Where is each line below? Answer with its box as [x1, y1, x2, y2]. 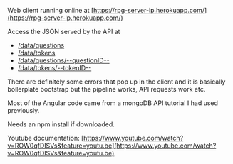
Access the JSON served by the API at [7, 28, 120, 35]
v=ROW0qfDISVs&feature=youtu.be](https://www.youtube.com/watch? [7, 141, 217, 150]
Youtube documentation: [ [7, 134, 84, 142]
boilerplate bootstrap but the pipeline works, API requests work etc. [7, 85, 206, 93]
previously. [7, 106, 40, 114]
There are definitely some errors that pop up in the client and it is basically [7, 77, 226, 86]
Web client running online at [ [7, 6, 94, 14]
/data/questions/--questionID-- [17, 56, 110, 65]
